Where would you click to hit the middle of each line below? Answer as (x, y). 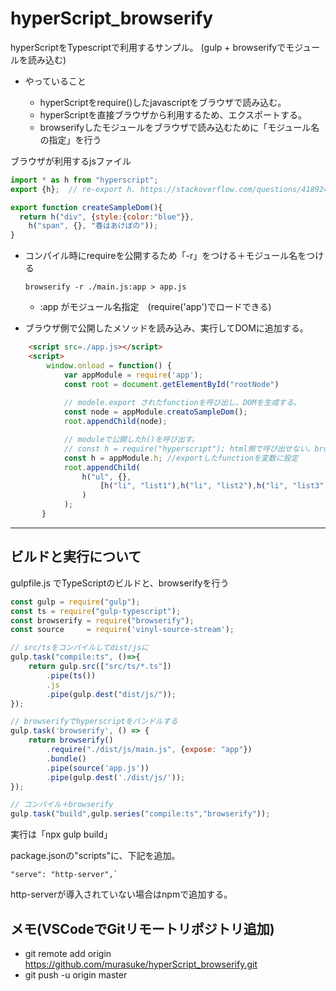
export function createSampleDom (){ (86, 207)
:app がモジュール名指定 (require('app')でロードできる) (155, 307)
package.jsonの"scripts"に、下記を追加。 (95, 856)
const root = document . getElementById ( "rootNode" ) (171, 384)
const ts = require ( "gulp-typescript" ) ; (96, 611)
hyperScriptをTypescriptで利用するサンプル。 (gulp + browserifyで (148, 47)
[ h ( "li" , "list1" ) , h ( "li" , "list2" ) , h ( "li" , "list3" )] (216, 486)
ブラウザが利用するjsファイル (71, 161)
